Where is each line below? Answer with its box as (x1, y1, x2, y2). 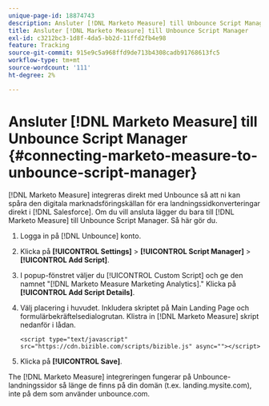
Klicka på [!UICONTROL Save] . (19, 356, 122, 366)
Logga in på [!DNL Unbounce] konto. (19, 231, 142, 241)
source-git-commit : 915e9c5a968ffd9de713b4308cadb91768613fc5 (8, 49, 220, 57)
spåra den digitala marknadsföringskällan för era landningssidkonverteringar (8, 198, 261, 208)
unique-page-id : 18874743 (8, 11, 94, 20)
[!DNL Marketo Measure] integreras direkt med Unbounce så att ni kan (8, 189, 241, 200)
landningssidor (8, 380, 58, 390)
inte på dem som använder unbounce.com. (8, 388, 151, 398)
